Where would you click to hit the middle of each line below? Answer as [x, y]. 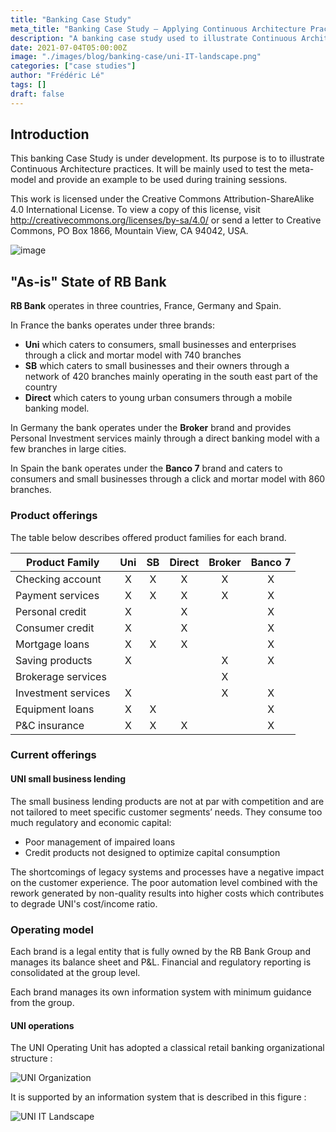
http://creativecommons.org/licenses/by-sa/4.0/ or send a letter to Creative [166, 220]
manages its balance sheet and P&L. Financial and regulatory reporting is [161, 962]
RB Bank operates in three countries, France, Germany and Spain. [146, 306]
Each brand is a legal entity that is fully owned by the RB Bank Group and [160, 951]
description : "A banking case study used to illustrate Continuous [154, 38]
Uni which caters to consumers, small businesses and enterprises [160, 345]
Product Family [62, 562]
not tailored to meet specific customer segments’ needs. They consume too [166, 812]
